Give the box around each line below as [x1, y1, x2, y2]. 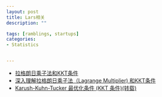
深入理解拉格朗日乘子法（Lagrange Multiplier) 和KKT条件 [14, 77, 156, 84]
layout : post [6, 8, 39, 15]
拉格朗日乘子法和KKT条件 [14, 69, 79, 77]
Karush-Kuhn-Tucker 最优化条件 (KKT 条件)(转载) [14, 84, 137, 92]
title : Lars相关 [6, 14, 45, 20]
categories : [6, 37, 36, 43]
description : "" [6, 20, 47, 26]
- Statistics [6, 42, 39, 48]
